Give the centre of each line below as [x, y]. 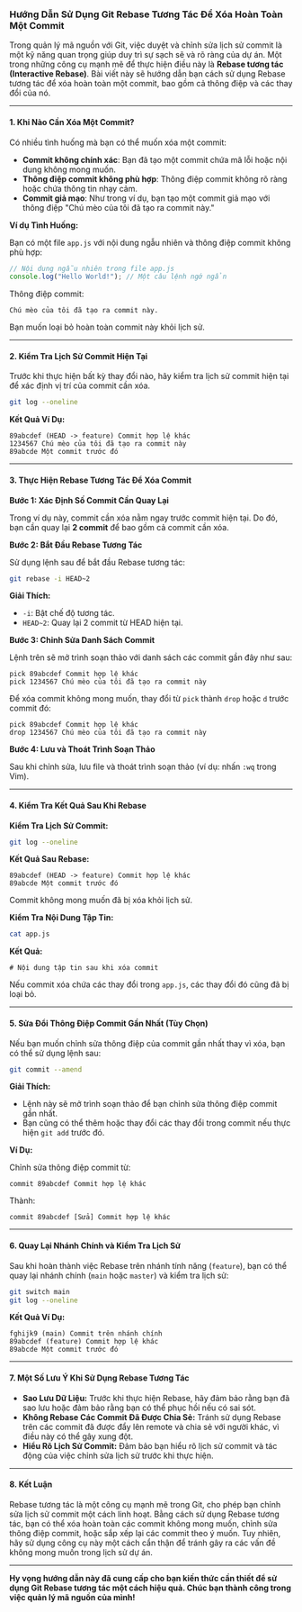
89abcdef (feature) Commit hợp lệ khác [84, 1342]
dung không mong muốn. [69, 169]
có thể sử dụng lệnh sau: [55, 1053]
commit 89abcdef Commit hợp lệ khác [78, 1184]
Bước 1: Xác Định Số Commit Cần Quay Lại [89, 500]
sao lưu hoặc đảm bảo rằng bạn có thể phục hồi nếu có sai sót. [139, 1408]
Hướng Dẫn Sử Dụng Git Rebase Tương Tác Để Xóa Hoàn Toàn [146, 14]
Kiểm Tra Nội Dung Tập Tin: [62, 918]
